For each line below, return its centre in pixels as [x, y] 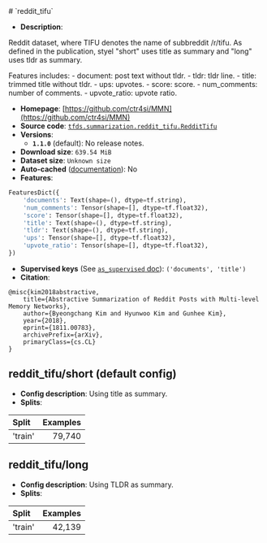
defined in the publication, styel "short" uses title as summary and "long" [131, 51]
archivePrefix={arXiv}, [63, 335]
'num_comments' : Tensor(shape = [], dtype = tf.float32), [116, 208]
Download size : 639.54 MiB [66, 152]
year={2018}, [45, 320]
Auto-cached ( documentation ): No [79, 169]
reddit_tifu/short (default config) [93, 374]
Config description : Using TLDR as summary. [97, 484]
